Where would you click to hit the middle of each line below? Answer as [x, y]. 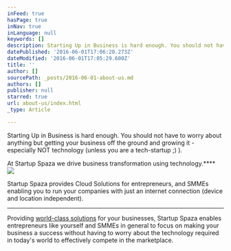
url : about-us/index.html [44, 103]
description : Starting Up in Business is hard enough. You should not [110, 46]
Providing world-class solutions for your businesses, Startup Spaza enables [114, 218]
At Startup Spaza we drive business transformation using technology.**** [111, 163]
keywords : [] [26, 39]
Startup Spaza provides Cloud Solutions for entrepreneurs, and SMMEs [108, 183]
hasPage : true [27, 20]
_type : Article [29, 110]
